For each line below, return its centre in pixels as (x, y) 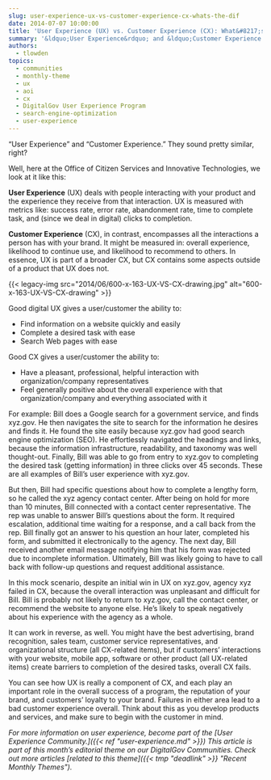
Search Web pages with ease (69, 341)
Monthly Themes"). (40, 767)
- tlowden (32, 53)
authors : (23, 46)
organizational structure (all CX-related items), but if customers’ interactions (135, 649)
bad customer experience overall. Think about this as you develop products (134, 708)
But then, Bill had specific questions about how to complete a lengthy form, (133, 489)
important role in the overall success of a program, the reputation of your (129, 691)
